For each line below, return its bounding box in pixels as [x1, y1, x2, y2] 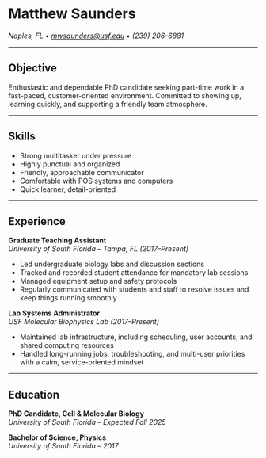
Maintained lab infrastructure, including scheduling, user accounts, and [19, 332, 253, 342]
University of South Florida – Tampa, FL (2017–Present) [8, 244, 189, 254]
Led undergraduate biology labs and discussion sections [19, 259, 204, 269]
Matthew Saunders [8, 5, 136, 23]
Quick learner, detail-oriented [19, 184, 116, 194]
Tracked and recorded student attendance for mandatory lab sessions [19, 268, 249, 277]
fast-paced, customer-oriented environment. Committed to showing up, [8, 90, 241, 100]
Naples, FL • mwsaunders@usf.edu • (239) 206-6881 [8, 31, 184, 40]
